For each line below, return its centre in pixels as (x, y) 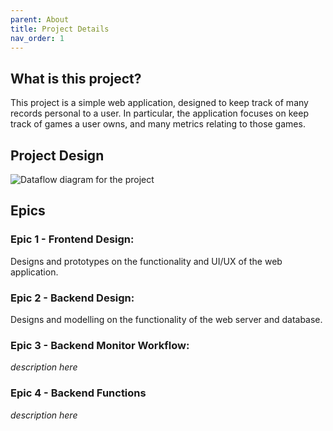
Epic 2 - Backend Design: (72, 298)
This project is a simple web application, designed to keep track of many (159, 103)
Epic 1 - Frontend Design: (72, 239)
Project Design (57, 155)
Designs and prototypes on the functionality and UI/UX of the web (146, 261)
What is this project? (76, 78)
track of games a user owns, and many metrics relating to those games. (158, 124)
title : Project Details (60, 29)
